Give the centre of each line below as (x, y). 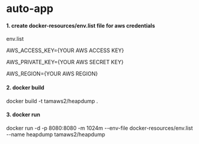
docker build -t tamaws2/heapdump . (52, 101)
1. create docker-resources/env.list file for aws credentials (81, 25)
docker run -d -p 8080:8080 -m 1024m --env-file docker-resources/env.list (99, 128)
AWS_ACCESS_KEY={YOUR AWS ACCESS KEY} (65, 50)
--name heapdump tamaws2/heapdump (56, 134)
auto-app (30, 9)
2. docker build (25, 87)
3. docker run (23, 115)
